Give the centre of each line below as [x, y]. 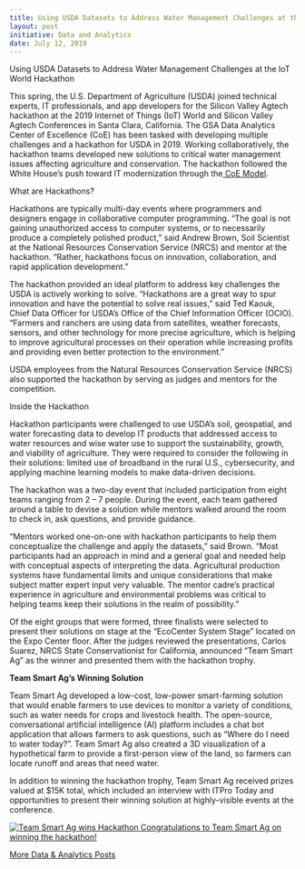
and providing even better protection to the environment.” [117, 352]
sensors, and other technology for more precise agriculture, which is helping [152, 333]
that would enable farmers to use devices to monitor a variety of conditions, [151, 705]
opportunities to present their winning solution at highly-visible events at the [152, 800]
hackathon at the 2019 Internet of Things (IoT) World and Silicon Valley [142, 115]
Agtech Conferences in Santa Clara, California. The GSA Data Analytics [143, 125]
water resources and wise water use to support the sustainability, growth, [147, 444]
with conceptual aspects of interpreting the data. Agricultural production [145, 565]
